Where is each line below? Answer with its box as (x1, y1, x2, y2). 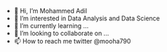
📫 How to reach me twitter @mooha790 (13, 37, 131, 45)
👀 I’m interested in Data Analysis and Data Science (13, 14, 160, 22)
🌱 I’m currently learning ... (13, 22, 89, 30)
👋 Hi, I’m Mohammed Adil (13, 7, 88, 15)
